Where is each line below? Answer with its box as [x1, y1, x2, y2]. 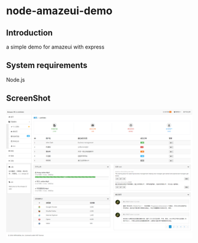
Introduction [6, 28, 53, 38]
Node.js [6, 76, 25, 83]
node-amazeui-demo [6, 4, 113, 18]
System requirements [6, 60, 87, 70]
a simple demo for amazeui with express [6, 43, 105, 50]
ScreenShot [6, 93, 51, 103]
